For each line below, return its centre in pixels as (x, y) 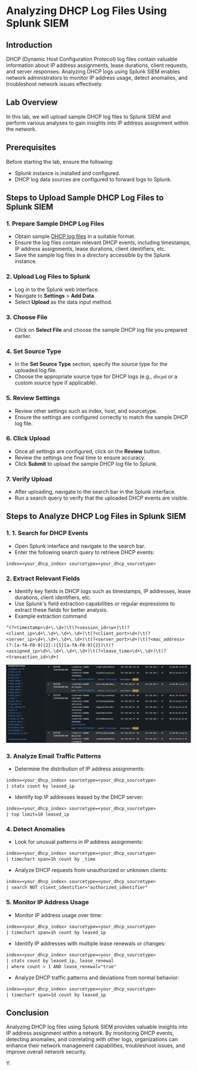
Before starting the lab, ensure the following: (60, 161)
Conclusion (28, 1013)
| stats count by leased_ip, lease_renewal (60, 961)
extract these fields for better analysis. (61, 610)
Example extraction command (50, 616)
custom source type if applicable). (56, 383)
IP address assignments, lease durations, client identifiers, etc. (90, 249)
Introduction (29, 45)
